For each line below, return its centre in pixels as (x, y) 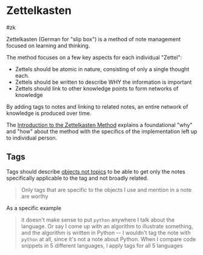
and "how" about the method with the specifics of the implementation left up (102, 131)
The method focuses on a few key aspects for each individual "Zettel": (94, 57)
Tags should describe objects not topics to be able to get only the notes (96, 171)
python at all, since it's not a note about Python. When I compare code (108, 239)
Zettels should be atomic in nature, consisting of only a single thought (102, 69)
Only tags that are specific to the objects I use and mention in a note (106, 189)
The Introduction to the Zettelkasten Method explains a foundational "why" (99, 124)
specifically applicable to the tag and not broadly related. (77, 178)
